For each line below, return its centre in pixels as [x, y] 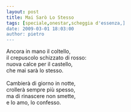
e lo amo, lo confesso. [34, 102]
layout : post [23, 12]
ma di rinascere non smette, [41, 96]
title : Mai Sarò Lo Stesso [40, 17]
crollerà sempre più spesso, [41, 90]
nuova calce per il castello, [40, 64]
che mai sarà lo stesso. [35, 70]
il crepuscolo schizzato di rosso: [46, 58]
